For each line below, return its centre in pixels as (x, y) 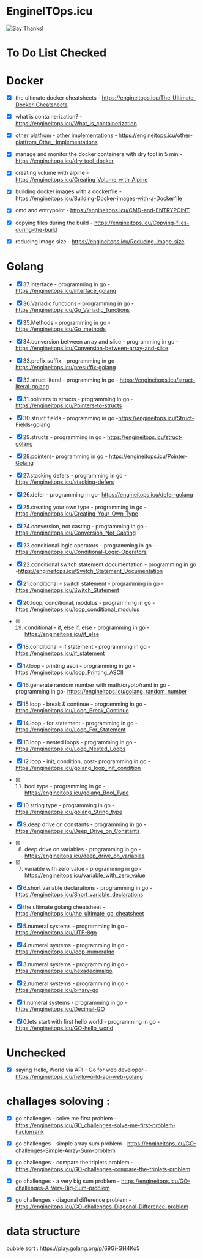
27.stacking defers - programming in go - (75, 475)
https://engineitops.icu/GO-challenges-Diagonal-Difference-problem (102, 1207)
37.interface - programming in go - (67, 284)
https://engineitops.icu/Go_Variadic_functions (72, 309)
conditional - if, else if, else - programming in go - (87, 627)
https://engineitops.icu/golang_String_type (69, 812)
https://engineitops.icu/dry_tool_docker (65, 161)
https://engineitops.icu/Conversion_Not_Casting (76, 533)
